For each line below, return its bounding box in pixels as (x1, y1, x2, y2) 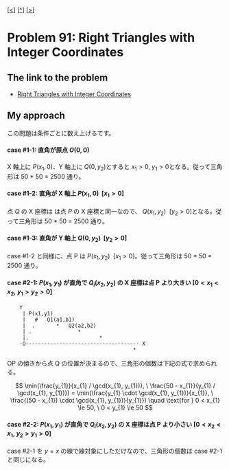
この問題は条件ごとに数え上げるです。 (7, 128, 115, 137)
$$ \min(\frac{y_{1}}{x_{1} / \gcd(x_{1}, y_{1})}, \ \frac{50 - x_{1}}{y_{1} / (14, 381, 216, 390)
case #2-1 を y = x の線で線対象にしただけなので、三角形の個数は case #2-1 (7, 447, 223, 455)
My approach (7, 110, 65, 122)
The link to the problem (7, 71, 108, 83)
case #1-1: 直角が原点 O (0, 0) (7, 146, 90, 154)
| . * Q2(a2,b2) (22, 322, 97, 329)
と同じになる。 (7, 456, 49, 463)
